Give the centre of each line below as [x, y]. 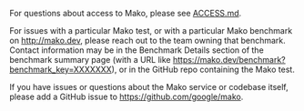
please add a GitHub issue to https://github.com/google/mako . [127, 96]
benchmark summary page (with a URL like [90, 60]
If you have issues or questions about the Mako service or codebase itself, [149, 87]
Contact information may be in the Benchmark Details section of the [137, 50]
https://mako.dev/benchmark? [229, 60]
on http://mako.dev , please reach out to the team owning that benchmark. [148, 40]
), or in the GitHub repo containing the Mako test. [203, 69]
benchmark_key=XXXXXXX [61, 69]
